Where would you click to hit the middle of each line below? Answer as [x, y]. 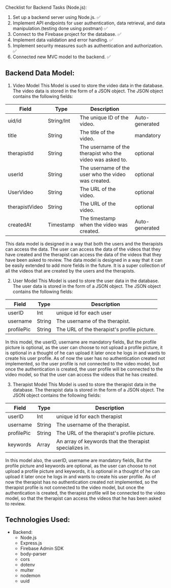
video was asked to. [103, 159]
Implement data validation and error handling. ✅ [63, 40]
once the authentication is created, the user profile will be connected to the [84, 369]
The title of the [97, 132]
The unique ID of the [104, 117]
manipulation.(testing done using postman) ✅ [60, 28]
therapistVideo [25, 207]
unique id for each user [84, 312]
